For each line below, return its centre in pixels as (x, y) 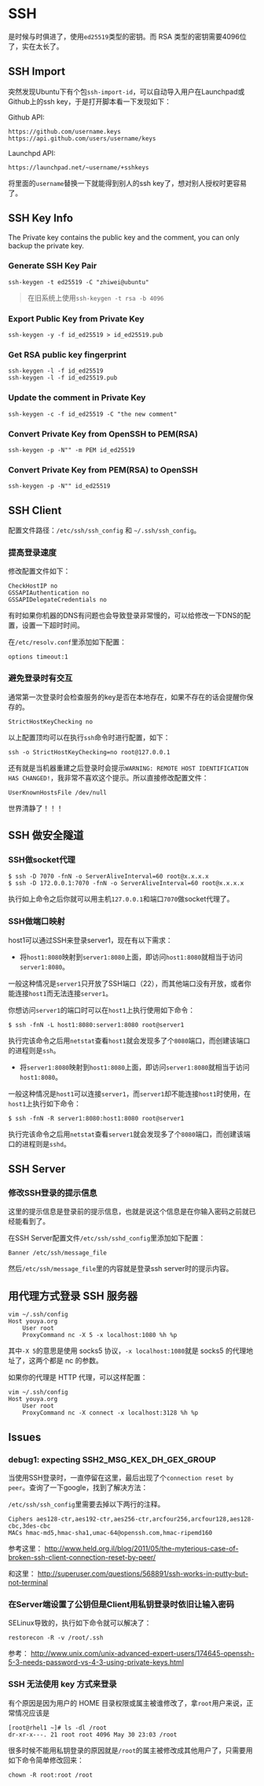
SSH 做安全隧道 (46, 836)
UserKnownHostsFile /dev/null (58, 792)
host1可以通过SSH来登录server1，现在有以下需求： (90, 940)
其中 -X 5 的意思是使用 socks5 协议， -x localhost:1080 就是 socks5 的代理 (127, 1351)
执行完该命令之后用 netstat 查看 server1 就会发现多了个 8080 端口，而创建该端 (129, 1134)
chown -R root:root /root (50, 1775)
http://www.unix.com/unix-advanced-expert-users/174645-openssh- (143, 1654)
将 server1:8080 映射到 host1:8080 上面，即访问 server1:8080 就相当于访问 (134, 1067)
